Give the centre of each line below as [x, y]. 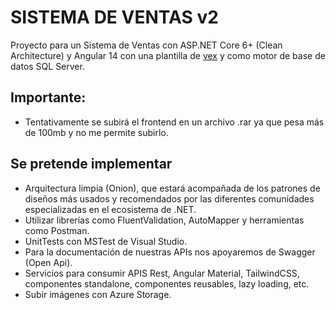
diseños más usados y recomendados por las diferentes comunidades [169, 198]
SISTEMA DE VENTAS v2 [114, 17]
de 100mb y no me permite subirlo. [96, 132]
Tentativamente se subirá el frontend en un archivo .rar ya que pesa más [174, 122]
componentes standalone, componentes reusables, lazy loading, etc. [167, 283]
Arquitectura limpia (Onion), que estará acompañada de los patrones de [172, 188]
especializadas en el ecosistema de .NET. [110, 209]
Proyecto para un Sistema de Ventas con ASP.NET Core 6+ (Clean [146, 45]
